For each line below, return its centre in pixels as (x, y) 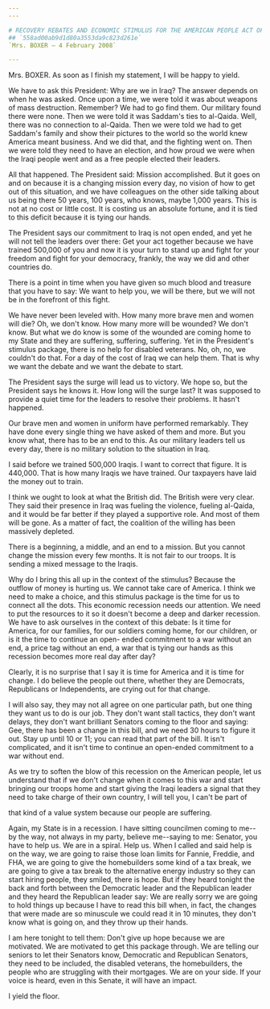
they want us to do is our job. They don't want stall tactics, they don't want (132, 713)
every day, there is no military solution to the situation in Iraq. (109, 449)
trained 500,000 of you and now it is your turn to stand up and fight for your (134, 250)
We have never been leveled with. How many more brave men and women (131, 315)
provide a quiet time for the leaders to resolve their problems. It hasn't (124, 400)
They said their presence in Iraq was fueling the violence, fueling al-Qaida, (132, 506)
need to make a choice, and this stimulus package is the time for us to (124, 597)
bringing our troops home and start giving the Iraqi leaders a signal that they (135, 789)
